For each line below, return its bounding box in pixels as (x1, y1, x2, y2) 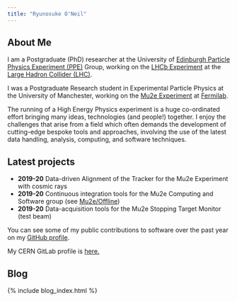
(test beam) (17, 212, 52, 221)
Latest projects (7, 156, 76, 168)
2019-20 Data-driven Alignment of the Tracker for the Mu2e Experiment (17, 175, 229, 183)
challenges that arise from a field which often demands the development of (7, 120, 226, 129)
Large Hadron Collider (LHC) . (7, 70, 93, 79)
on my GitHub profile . (7, 233, 70, 242)
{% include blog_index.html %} (7, 286, 98, 295)
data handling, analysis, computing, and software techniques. (7, 135, 187, 144)
